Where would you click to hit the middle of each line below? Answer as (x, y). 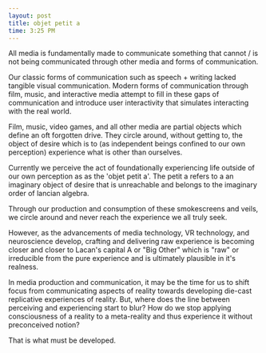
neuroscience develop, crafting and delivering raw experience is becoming (131, 242)
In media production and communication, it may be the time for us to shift (129, 283)
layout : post (30, 16)
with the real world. (40, 111)
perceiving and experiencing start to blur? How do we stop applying (120, 308)
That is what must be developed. (62, 340)
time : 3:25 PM (32, 30)
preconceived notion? (44, 325)
